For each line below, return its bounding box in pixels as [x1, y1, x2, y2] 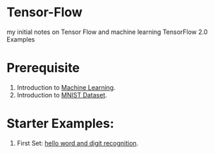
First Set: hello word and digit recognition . [16, 138, 139, 147]
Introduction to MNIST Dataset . [16, 90, 107, 99]
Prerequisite [6, 60, 80, 76]
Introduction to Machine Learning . [16, 83, 116, 92]
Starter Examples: [6, 116, 114, 131]
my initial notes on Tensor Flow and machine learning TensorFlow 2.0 [6, 28, 209, 36]
